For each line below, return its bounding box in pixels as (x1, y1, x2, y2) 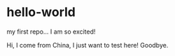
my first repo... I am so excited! (6, 27, 96, 36)
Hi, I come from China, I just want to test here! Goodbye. (6, 41, 169, 49)
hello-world (6, 4, 76, 20)
